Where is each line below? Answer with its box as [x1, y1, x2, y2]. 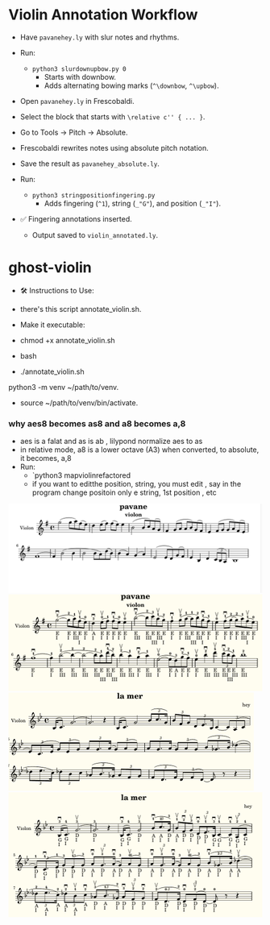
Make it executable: [19, 320, 85, 330]
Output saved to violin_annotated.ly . [31, 230, 159, 239]
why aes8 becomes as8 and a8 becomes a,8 [8, 417, 186, 429]
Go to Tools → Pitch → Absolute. [19, 127, 128, 137]
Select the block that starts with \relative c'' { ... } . [19, 111, 206, 122]
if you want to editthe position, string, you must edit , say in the [31, 479, 242, 489]
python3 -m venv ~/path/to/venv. [8, 382, 119, 392]
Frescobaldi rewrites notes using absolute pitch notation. [19, 143, 209, 152]
